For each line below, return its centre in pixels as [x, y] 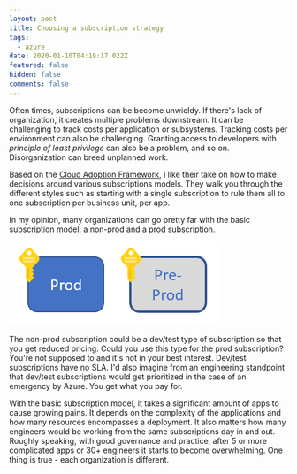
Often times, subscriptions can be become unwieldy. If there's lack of [136, 110]
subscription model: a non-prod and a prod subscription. [112, 229]
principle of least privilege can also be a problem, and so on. [119, 148]
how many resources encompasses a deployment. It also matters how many [148, 422]
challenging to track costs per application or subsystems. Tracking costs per [148, 129]
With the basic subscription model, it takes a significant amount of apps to [145, 403]
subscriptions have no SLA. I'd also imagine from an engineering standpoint [147, 367]
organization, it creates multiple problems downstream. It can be [126, 119]
